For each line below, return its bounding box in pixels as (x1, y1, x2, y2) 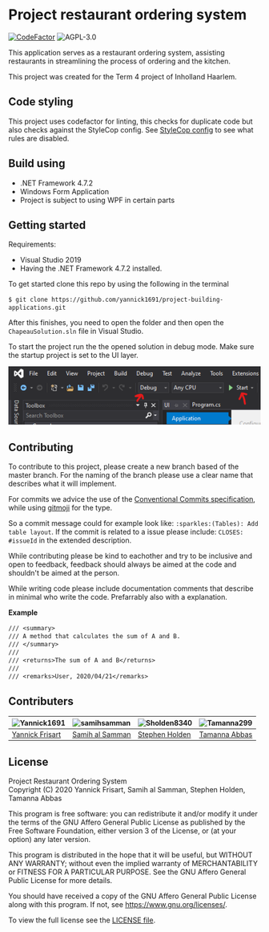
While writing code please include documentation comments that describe (8, 584, 254, 593)
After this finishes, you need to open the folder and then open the (8, 318, 224, 328)
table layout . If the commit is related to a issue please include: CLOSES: (8, 527, 244, 537)
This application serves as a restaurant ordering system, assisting (8, 47, 226, 57)
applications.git (8, 303, 66, 312)
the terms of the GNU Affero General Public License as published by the (8, 817, 246, 828)
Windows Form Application (19, 186, 110, 196)
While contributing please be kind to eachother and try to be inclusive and (8, 551, 253, 561)
